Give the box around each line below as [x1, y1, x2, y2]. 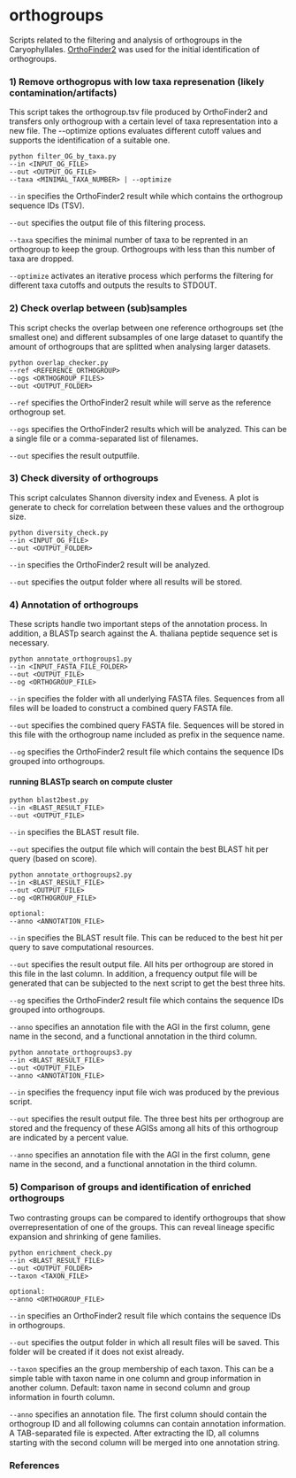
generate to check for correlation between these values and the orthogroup [9, 501, 285, 512]
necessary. [9, 638, 50, 648]
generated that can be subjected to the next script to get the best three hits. [9, 978, 285, 988]
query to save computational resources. [9, 942, 155, 953]
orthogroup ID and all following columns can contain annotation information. [9, 1418, 286, 1428]
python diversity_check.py [9, 528, 109, 537]
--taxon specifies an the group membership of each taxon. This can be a [9, 1363, 274, 1374]
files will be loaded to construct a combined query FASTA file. [9, 703, 234, 714]
